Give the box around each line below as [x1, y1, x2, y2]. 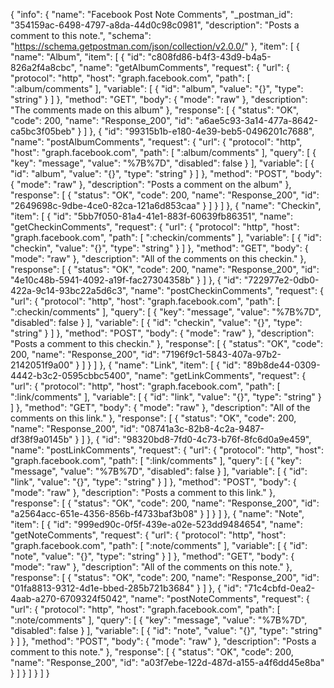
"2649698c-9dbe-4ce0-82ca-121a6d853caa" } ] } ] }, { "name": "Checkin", [10, 200, 322, 211]
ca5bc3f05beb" [10, 125, 76, 137]
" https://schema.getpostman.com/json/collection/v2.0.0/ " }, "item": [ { [10, 40, 300, 52]
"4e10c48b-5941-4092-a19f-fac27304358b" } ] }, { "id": [10, 274, 242, 286]
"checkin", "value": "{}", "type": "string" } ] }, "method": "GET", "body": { [10, 242, 309, 254]
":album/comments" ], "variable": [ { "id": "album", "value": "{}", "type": [10, 83, 304, 94]
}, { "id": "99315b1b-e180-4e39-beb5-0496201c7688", [89, 125, 315, 137]
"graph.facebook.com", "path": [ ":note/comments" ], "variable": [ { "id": [10, 540, 308, 551]
